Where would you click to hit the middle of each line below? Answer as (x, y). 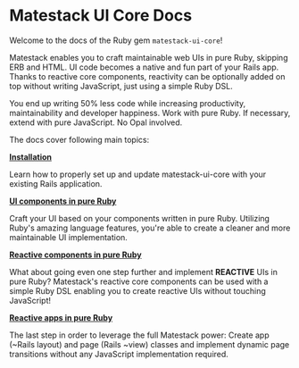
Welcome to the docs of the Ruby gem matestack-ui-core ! (116, 40)
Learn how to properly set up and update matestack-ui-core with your (138, 174)
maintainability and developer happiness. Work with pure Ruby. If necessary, (150, 113)
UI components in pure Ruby (63, 201)
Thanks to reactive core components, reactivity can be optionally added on (147, 76)
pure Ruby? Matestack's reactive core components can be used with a (139, 281)
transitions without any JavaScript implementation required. (119, 354)
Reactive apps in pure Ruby (61, 317)
